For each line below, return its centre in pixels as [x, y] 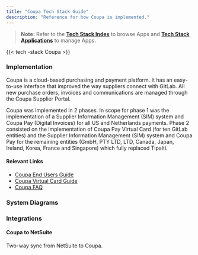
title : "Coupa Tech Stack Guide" [47, 12]
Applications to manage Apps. [58, 40]
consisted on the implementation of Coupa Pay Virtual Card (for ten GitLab [97, 129]
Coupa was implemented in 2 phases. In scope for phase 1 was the [88, 110]
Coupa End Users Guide [44, 175]
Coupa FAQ [29, 187]
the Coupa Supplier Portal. [39, 99]
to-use [14, 86]
